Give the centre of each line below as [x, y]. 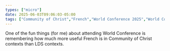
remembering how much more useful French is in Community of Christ [79, 38]
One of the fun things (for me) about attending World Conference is [75, 33]
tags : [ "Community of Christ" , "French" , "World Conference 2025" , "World [82, 19]
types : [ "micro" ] [24, 10]
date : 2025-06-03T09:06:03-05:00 [40, 14]
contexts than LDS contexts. [35, 44]
